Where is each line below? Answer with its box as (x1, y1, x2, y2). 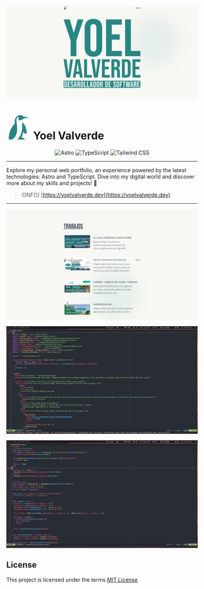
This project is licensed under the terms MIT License (6, 576, 138, 583)
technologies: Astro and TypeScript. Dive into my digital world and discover (6, 173, 195, 180)
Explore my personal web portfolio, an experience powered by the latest (6, 167, 186, 173)
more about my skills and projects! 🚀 (6, 179, 98, 187)
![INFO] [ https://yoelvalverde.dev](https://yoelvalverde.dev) (21, 191, 171, 198)
